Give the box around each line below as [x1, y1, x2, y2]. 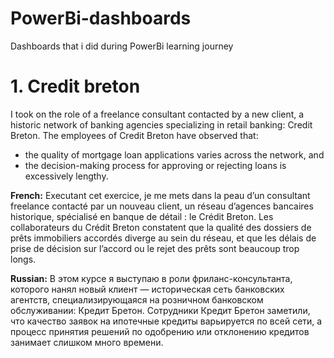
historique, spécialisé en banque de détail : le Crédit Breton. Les [10, 210, 274, 222]
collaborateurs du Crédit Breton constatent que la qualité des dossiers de [10, 221, 312, 233]
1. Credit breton [10, 75, 141, 98]
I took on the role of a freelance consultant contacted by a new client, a [10, 108, 305, 120]
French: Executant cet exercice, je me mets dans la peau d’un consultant [10, 189, 311, 201]
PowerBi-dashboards [10, 7, 192, 30]
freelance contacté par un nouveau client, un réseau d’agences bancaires [10, 200, 314, 212]
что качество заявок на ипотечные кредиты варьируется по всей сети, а [10, 315, 323, 327]
